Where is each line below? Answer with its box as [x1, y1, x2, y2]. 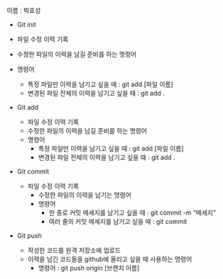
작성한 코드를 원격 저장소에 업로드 [27, 246, 121, 254]
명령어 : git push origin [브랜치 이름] [38, 264, 140, 272]
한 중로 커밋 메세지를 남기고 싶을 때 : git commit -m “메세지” [48, 208, 216, 217]
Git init [16, 21, 36, 28]
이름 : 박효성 [6, 6, 41, 14]
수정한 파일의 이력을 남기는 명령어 [38, 190, 132, 199]
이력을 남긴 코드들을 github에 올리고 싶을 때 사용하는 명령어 [27, 255, 192, 263]
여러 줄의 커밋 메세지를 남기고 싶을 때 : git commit [48, 217, 187, 225]
